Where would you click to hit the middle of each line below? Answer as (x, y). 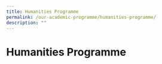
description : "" (26, 23)
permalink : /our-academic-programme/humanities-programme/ (81, 17)
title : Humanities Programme (42, 12)
